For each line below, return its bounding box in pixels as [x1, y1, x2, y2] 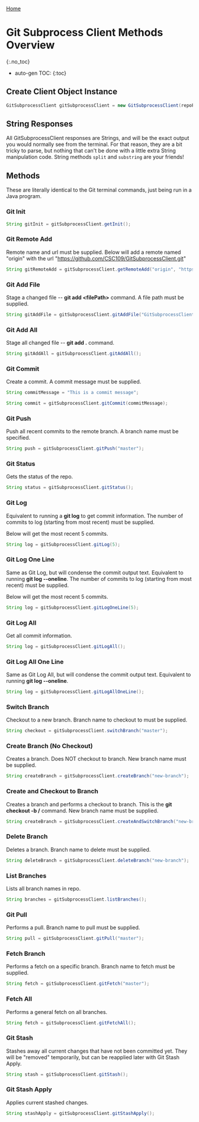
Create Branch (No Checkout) [6, 742, 93, 750]
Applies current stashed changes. [6, 1099, 89, 1106]
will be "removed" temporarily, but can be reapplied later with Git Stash [6, 1053, 179, 1061]
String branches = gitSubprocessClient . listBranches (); [6, 897, 147, 902]
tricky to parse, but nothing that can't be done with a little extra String [6, 147, 176, 154]
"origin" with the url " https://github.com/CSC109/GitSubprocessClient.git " [6, 255, 187, 262]
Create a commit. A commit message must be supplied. [6, 378, 142, 385]
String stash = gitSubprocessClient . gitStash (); [6, 1071, 129, 1077]
